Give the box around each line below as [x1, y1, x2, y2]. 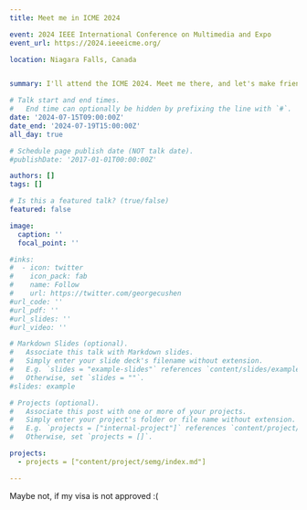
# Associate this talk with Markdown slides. [9, 348, 195, 357]
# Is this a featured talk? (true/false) [9, 197, 170, 206]
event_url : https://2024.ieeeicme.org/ [9, 38, 162, 48]
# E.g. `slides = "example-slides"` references [9, 365, 203, 374]
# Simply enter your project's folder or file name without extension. [9, 415, 297, 425]
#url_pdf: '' [9, 305, 59, 315]
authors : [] [9, 171, 55, 181]
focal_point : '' [17, 239, 79, 248]
